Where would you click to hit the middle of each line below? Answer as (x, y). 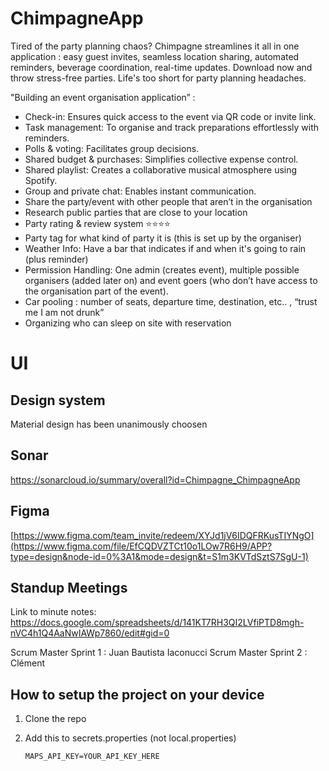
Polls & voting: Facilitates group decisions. (112, 148)
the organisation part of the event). (96, 291)
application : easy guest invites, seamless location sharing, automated (155, 56)
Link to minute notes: (53, 612)
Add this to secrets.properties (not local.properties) (130, 738)
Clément (28, 663)
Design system (58, 400)
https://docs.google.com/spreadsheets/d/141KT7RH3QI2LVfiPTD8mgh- (157, 623)
